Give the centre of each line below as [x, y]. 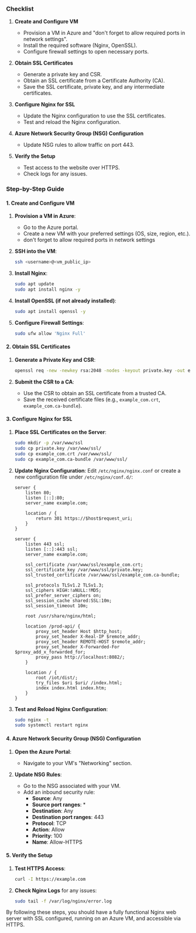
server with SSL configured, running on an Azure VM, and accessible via [94, 918]
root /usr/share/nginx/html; [61, 616]
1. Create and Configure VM [40, 203]
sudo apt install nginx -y [47, 289]
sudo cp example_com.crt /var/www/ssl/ [63, 454]
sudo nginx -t [32, 720]
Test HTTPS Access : [40, 868]
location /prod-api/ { [53, 626]
